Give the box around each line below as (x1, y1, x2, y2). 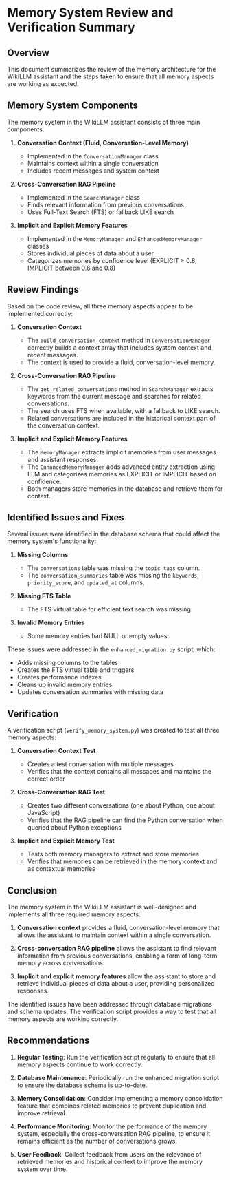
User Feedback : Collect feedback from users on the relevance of (16, 1150, 202, 1158)
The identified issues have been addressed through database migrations (7, 1000, 213, 1009)
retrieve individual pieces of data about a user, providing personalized (16, 980, 215, 988)
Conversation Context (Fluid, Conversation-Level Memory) (16, 138, 189, 147)
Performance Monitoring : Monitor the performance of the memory (16, 1122, 207, 1130)
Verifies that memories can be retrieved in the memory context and (27, 857, 218, 865)
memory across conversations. (16, 959, 105, 967)
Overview (7, 47, 50, 59)
